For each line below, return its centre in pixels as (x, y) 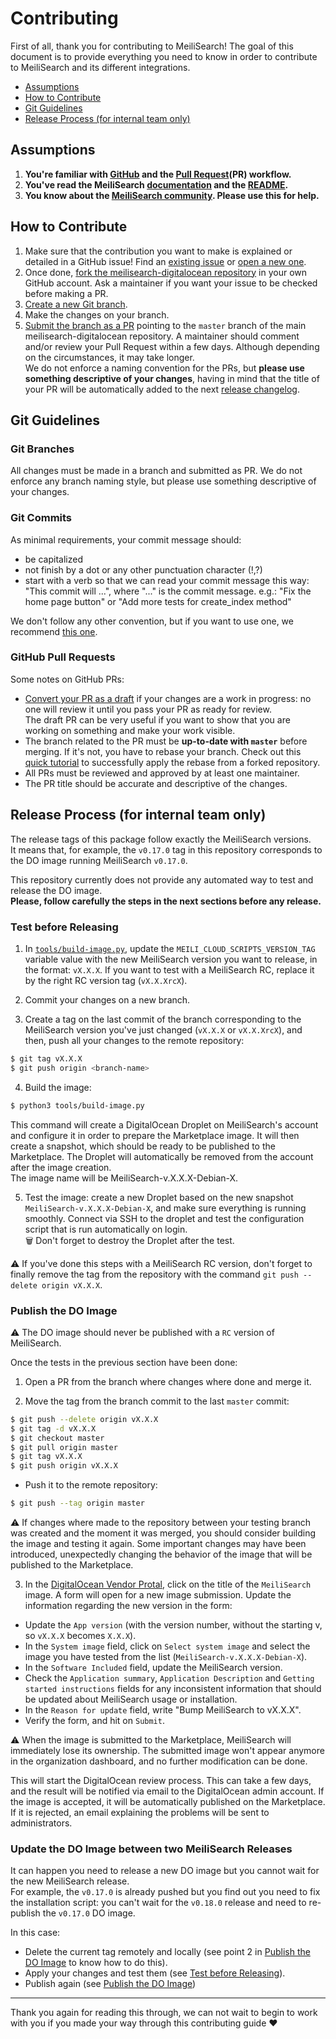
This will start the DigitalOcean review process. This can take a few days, (161, 1780)
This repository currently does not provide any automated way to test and (162, 879)
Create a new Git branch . (76, 304)
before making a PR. (66, 293)
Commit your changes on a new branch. (107, 999)
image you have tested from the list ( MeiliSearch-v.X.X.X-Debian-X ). (166, 1656)
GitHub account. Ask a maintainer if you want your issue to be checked (171, 283)
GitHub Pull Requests (63, 657)
